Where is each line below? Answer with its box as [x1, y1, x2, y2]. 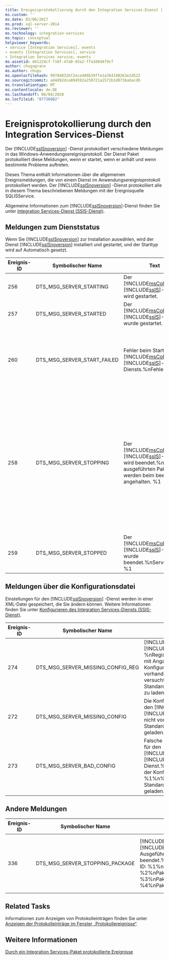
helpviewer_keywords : [5, 40, 51, 45]
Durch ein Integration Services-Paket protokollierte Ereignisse [5, 949, 133, 955]
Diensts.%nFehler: [123, 366, 167, 372]
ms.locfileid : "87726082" [5, 96, 59, 101]
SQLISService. [5, 193, 35, 199]
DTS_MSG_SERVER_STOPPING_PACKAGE [36, 860, 135, 867]
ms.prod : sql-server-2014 [5, 21, 59, 27]
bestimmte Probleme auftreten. [5, 162, 69, 168]
